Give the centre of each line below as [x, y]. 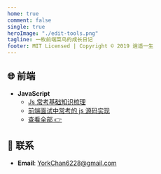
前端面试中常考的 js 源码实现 [69, 110]
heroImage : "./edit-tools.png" [53, 33]
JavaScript [34, 93]
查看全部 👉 [45, 119]
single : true [26, 27]
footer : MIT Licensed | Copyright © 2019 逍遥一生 [80, 46]
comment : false [29, 20]
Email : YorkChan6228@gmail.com [67, 163]
